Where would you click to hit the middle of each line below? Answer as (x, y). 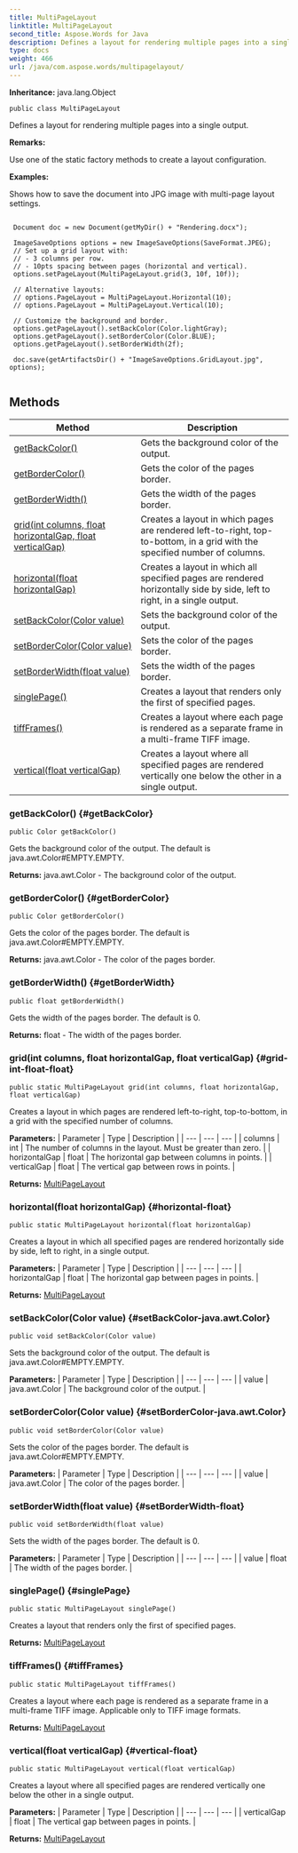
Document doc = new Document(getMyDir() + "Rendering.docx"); (130, 228)
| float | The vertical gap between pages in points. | (103, 1821)
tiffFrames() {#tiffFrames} (67, 1665)
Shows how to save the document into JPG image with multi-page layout (142, 194)
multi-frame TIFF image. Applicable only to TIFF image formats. (125, 1710)
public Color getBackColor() (63, 832)
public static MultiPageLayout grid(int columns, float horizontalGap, (144, 1087)
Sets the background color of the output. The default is (110, 1353)
